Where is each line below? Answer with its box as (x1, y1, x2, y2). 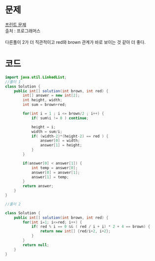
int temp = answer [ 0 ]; (31, 165, 78, 170)
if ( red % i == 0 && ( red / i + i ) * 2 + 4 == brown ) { (31, 224, 151, 229)
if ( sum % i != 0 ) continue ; (31, 116, 89, 120)
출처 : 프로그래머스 (5, 28, 41, 33)
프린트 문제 (5, 22, 26, 28)
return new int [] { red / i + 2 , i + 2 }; (40, 229, 111, 234)
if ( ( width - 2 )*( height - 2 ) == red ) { (31, 134, 109, 139)
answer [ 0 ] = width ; (40, 138, 80, 143)
